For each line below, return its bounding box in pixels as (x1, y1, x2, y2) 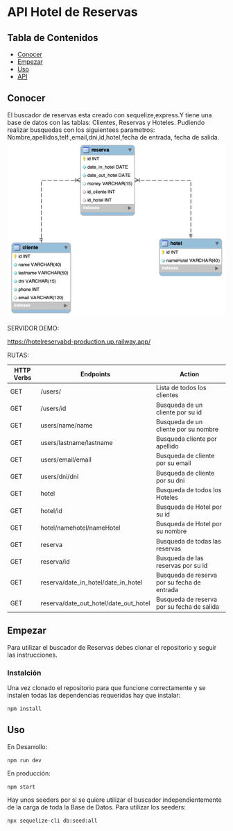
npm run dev (7, 757, 42, 764)
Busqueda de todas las (155, 537, 222, 545)
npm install (7, 705, 42, 712)
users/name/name (40, 421, 93, 430)
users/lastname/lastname (40, 438, 113, 446)
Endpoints (80, 369, 111, 378)
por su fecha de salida (155, 603, 220, 611)
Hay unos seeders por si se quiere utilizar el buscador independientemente (7, 796, 222, 804)
